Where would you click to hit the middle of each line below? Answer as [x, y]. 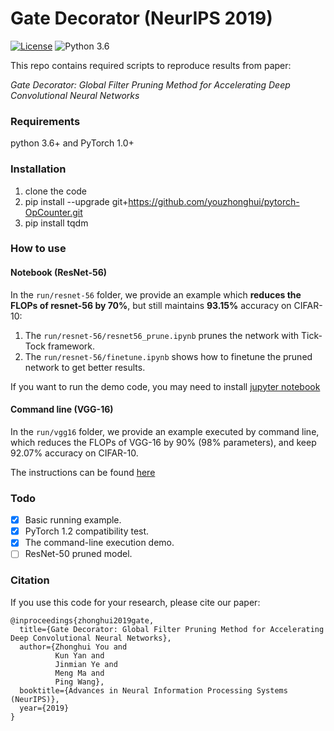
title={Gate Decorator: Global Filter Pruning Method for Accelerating [172, 629]
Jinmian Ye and [86, 664]
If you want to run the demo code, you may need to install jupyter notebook [165, 386]
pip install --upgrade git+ [76, 201]
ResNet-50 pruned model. [78, 554]
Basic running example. [73, 520]
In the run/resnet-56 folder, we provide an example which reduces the [156, 294]
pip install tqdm [56, 223]
